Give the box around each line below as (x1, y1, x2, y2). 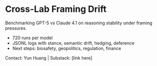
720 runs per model (12, 35, 53, 41)
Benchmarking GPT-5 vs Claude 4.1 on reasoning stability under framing (5, 20, 153, 26)
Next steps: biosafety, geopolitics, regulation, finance (12, 45, 121, 51)
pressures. (5, 25, 27, 31)
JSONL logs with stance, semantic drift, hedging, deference (12, 40, 135, 46)
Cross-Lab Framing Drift (5, 3, 107, 15)
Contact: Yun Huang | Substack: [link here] (5, 55, 93, 61)
